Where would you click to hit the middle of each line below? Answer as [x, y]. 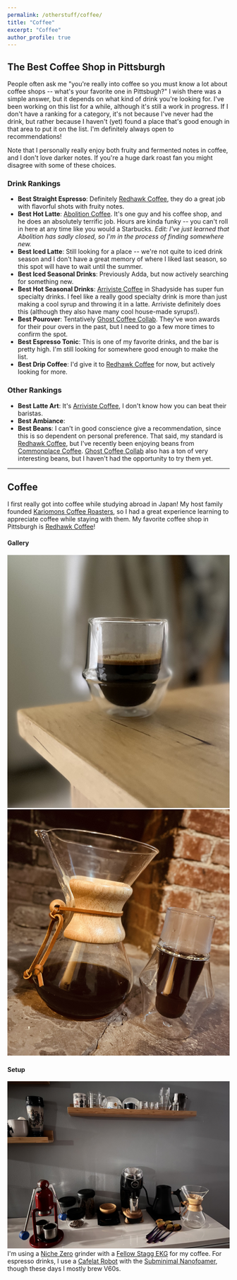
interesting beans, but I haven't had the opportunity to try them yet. [115, 458]
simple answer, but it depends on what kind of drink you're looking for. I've [116, 99]
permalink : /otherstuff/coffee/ [55, 15]
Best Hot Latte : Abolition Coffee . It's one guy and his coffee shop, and [120, 214]
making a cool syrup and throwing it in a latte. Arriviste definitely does [119, 304]
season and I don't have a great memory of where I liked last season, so [122, 259]
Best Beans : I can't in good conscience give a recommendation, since [119, 428]
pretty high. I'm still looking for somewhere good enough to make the [118, 350]
